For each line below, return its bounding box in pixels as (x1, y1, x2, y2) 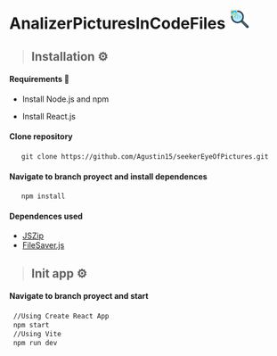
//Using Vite (12, 329, 62, 338)
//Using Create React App (12, 311, 110, 320)
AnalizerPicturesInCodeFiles (9, 13, 226, 34)
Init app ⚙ (30, 266, 87, 281)
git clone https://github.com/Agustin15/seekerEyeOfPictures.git (20, 152, 269, 161)
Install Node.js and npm (21, 94, 110, 104)
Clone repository (9, 131, 73, 142)
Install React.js (21, 111, 76, 121)
